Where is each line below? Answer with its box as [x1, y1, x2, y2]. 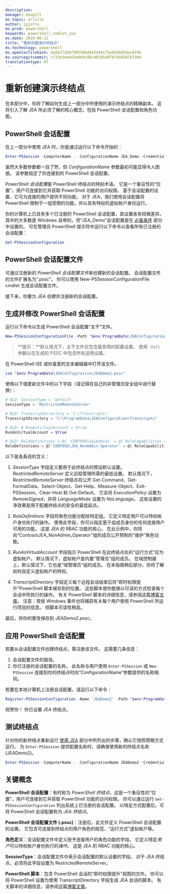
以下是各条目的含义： [5, 454, 50, 460]
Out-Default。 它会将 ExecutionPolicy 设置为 [69, 490, 161, 496]
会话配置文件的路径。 [12, 657, 57, 663]
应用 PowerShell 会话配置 [5, 631, 85, 640]
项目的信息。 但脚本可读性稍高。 [17, 604, 85, 610]
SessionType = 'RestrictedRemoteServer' [5, 402, 92, 407]
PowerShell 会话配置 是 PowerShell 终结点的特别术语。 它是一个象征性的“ [5, 181, 157, 187]
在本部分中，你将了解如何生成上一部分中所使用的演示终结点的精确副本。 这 [5, 100, 162, 107]
